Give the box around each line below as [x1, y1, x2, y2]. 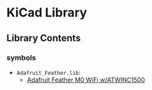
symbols [6, 53, 36, 63]
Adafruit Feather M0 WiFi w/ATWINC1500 [26, 76, 146, 84]
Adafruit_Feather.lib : [16, 68, 81, 76]
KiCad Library [6, 5, 88, 21]
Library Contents [6, 32, 81, 44]
